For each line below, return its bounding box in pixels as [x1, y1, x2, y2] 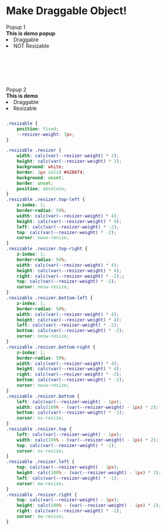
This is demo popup [6, 29, 56, 36]
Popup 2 [6, 86, 27, 93]
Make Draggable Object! [6, 4, 127, 18]
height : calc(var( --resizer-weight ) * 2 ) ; [16, 159, 122, 165]
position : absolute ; [16, 186, 67, 192]
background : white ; [16, 164, 65, 170]
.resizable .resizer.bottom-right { [6, 344, 96, 350]
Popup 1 [6, 24, 26, 31]
